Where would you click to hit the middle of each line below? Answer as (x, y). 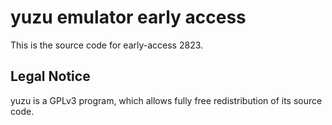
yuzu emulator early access (128, 17)
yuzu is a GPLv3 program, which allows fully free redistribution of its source (166, 100)
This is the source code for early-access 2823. (107, 45)
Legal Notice (50, 76)
